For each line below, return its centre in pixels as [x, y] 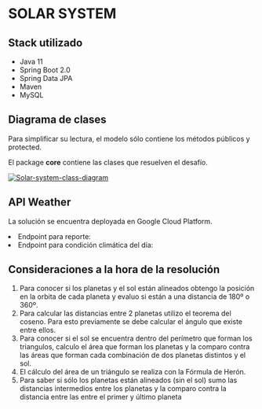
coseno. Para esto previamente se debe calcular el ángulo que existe [131, 322]
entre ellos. [38, 330]
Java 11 [31, 61]
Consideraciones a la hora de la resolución [114, 269]
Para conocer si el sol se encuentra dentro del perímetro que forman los [136, 338]
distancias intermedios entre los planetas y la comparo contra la [123, 389]
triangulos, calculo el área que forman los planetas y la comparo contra [135, 347]
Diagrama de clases [58, 120]
